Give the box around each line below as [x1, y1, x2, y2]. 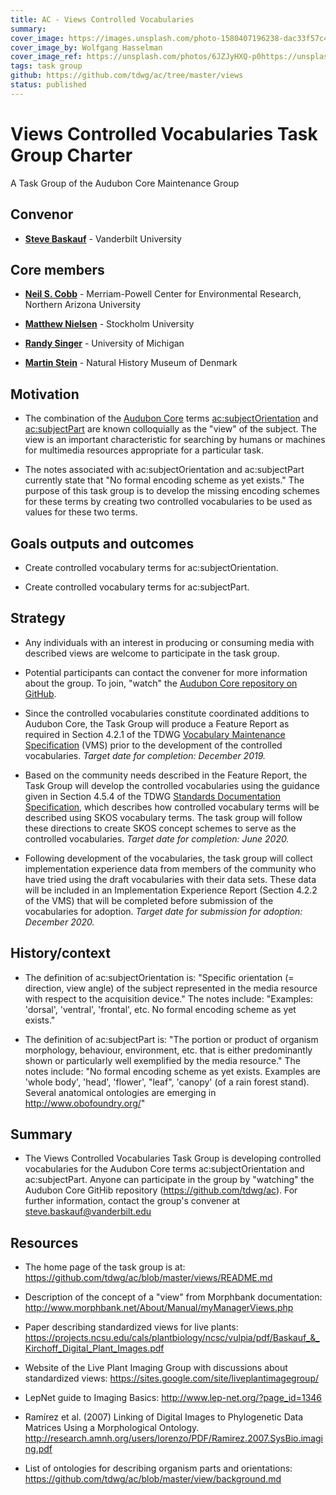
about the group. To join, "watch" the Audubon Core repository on [24, 677, 298, 689]
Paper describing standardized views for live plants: [24, 1321, 239, 1333]
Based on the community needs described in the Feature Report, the [24, 769, 308, 781]
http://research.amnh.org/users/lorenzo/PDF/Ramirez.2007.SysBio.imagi [24, 1432, 323, 1445]
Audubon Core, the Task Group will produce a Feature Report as [24, 717, 290, 730]
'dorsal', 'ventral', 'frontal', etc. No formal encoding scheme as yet [24, 1003, 297, 1015]
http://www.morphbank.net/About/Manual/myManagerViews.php [24, 1302, 294, 1314]
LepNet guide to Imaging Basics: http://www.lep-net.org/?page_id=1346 [24, 1392, 323, 1404]
